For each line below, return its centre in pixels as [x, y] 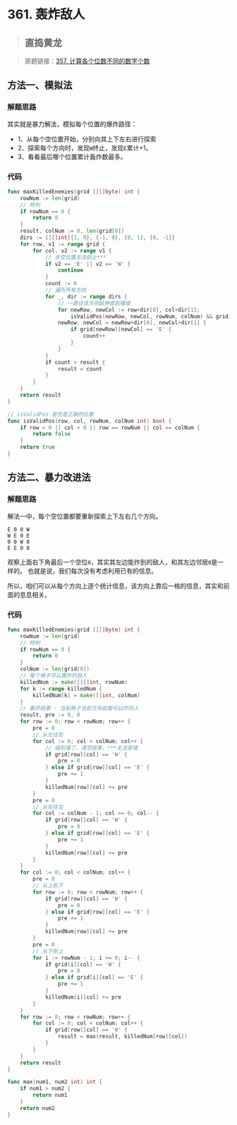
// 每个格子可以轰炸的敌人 [54, 676]
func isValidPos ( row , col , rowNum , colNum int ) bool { [90, 421]
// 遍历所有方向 [66, 290]
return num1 [50, 1095]
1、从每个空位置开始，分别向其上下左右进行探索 [87, 139]
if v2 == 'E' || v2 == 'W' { [88, 264]
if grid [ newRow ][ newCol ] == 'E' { [121, 330]
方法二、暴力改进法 [49, 477]
